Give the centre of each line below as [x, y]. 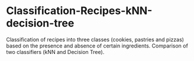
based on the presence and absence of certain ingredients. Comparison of [97, 46]
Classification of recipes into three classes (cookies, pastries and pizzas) [95, 39]
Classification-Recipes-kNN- [79, 11]
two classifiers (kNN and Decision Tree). [55, 52]
